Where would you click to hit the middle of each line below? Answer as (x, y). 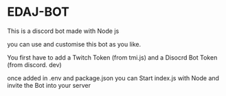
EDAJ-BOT (38, 12)
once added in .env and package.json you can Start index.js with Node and (113, 78)
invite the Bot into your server (49, 85)
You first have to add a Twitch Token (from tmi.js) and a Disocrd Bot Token (112, 57)
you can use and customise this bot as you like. (74, 44)
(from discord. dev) (34, 64)
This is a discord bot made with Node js (63, 31)
